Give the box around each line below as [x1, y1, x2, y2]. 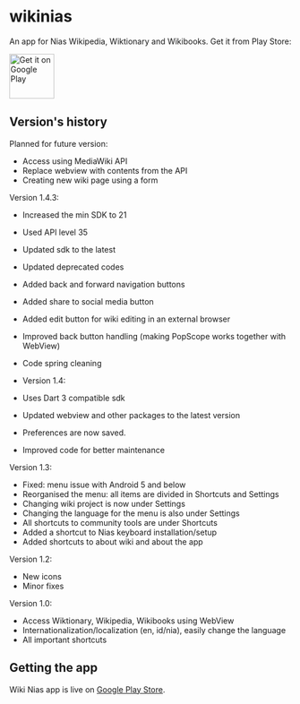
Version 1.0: [9, 597, 53, 608]
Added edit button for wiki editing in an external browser [21, 313, 231, 324]
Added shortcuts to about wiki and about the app [21, 536, 203, 547]
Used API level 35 [21, 227, 88, 237]
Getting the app [9, 660, 99, 675]
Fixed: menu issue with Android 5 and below [21, 479, 186, 490]
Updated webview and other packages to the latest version [21, 409, 240, 420]
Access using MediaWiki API [21, 155, 128, 167]
